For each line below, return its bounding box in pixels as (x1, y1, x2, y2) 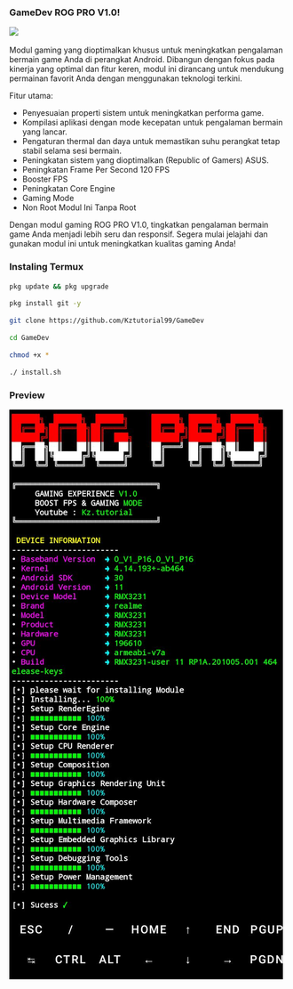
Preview (9, 389, 45, 401)
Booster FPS (21, 174, 68, 184)
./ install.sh (9, 368, 62, 377)
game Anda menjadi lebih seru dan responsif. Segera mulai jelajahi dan (9, 229, 268, 239)
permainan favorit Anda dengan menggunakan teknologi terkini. (9, 73, 242, 84)
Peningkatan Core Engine (21, 183, 115, 194)
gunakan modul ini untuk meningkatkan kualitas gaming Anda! (9, 239, 237, 249)
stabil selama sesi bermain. (21, 145, 123, 157)
